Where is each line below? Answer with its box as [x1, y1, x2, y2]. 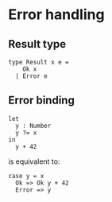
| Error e [15, 72, 48, 80]
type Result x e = [8, 58, 69, 66]
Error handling [8, 6, 105, 24]
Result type [8, 37, 67, 51]
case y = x [8, 172, 44, 180]
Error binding [8, 94, 75, 107]
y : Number [15, 122, 52, 130]
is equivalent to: [8, 157, 60, 166]
